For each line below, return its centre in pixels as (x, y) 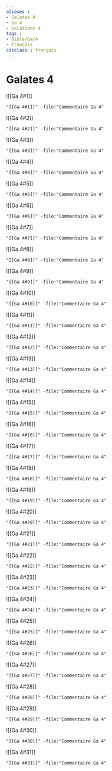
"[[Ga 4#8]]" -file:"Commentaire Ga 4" (55, 260)
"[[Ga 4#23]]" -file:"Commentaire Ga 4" (57, 588)
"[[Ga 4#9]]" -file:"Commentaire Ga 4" (55, 282)
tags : (14, 34)
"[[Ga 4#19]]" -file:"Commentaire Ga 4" (57, 501)
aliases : (18, 12)
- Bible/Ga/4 (22, 39)
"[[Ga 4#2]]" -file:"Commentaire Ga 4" (55, 129)
